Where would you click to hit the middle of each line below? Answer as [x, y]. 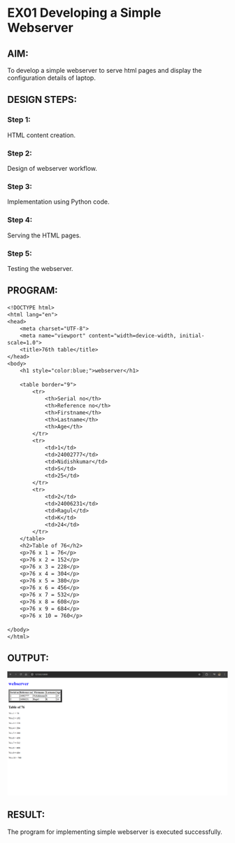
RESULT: [26, 815]
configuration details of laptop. [51, 78]
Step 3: [20, 186]
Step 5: [20, 253]
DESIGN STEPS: [42, 100]
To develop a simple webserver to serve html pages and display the [105, 70]
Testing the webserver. [40, 268]
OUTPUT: [28, 659]
